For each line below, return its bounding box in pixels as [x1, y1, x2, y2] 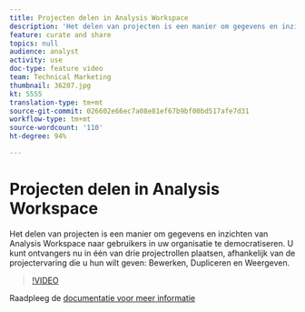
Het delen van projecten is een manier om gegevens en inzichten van [9, 228, 269, 239]
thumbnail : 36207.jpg [9, 81, 92, 90]
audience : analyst [9, 47, 79, 56]
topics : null [9, 38, 59, 48]
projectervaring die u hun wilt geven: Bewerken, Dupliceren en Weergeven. [9, 257, 290, 268]
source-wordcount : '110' [9, 124, 103, 133]
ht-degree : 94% [9, 132, 67, 141]
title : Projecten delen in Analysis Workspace [9, 13, 189, 23]
